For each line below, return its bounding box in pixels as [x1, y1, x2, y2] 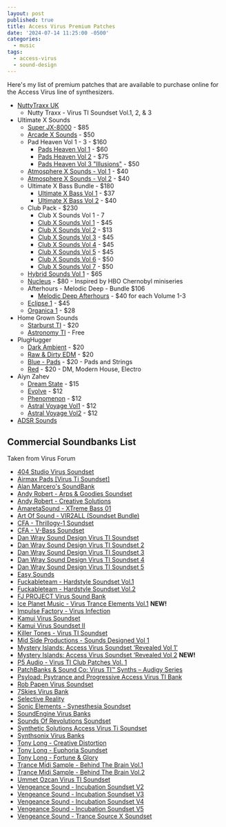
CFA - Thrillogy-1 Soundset [17, 519, 94, 528]
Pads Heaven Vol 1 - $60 [37, 145, 108, 153]
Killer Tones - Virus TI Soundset [17, 629, 108, 637]
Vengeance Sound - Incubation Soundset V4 [17, 797, 145, 806]
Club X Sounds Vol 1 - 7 [37, 211, 105, 219]
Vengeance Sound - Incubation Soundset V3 [17, 790, 145, 799]
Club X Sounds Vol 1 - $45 [37, 218, 113, 226]
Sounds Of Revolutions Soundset [17, 717, 112, 725]
